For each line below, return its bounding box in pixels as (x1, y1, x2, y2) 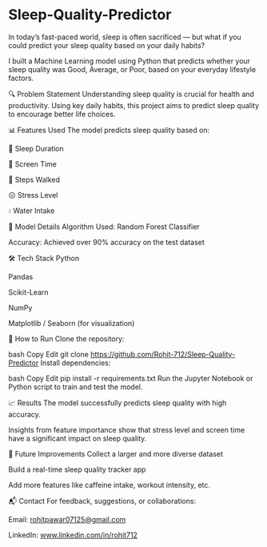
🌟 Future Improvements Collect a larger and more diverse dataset (8, 448, 224, 458)
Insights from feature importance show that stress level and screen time (8, 424, 245, 434)
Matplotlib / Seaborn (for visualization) (8, 318, 135, 328)
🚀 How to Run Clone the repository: (8, 334, 125, 344)
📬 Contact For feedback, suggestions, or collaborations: (8, 496, 197, 505)
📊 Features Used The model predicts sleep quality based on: (8, 125, 210, 135)
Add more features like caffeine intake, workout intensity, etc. (8, 480, 210, 489)
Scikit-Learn (8, 287, 50, 297)
